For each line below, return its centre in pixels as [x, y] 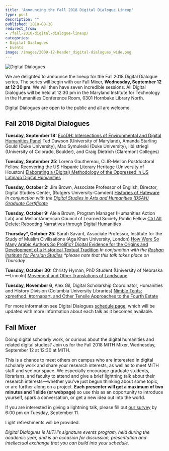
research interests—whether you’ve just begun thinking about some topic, [82, 381]
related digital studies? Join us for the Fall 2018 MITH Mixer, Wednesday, [80, 345]
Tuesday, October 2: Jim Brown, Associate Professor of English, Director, [81, 187]
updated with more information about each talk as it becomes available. [79, 312]
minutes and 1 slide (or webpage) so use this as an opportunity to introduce [84, 392]
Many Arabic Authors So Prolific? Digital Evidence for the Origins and [77, 244]
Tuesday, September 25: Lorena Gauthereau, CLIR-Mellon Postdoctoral [80, 162]
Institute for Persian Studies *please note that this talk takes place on [77, 255]
